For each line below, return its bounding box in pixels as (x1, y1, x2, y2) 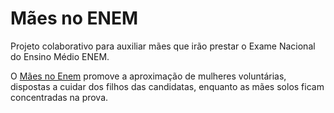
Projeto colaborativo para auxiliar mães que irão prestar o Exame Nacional (10, 40, 316, 52)
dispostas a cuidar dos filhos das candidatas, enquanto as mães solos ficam (10, 80, 325, 92)
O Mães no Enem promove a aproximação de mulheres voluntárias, (10, 70, 287, 82)
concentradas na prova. (10, 91, 109, 103)
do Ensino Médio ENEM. (10, 50, 110, 62)
